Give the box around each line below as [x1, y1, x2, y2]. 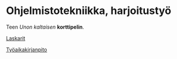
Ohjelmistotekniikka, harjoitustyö [6, 4, 171, 18]
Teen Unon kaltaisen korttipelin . [6, 23, 85, 30]
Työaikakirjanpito [6, 46, 47, 53]
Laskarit [6, 34, 26, 41]
